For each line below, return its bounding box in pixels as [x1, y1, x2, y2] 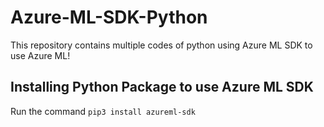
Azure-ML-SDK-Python [10, 6, 208, 29]
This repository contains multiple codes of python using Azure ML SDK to [10, 39, 313, 51]
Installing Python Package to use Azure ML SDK [10, 79, 314, 96]
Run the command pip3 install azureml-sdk [10, 105, 196, 117]
